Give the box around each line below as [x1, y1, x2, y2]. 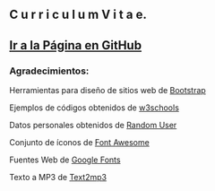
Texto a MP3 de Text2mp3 [9, 172, 107, 183]
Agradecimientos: [9, 65, 90, 77]
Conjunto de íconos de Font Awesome [9, 137, 150, 148]
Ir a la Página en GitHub [9, 38, 142, 53]
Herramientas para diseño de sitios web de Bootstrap [9, 85, 206, 96]
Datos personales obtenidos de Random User [9, 120, 177, 131]
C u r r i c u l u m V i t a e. [9, 7, 148, 22]
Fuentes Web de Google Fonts [9, 154, 121, 165]
